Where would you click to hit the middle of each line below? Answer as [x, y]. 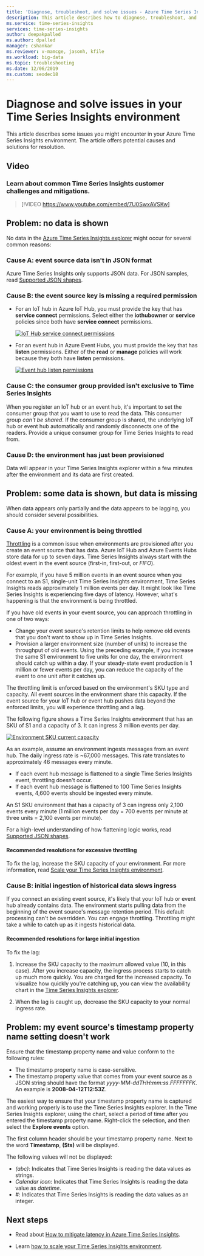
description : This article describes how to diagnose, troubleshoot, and [102, 18]
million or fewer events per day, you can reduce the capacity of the [99, 669]
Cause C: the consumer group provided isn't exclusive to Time [100, 386]
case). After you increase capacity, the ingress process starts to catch [103, 970]
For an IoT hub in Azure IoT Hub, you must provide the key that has [99, 309]
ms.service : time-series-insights [50, 23]
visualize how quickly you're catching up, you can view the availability [103, 984]
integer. [25, 1201]
